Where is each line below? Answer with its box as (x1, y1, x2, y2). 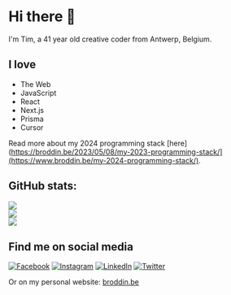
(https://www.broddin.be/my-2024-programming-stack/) (8, 155, 199, 165)
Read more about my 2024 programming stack (8, 138, 165, 148)
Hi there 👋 (8, 7, 76, 26)
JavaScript (20, 88, 57, 98)
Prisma (20, 114, 45, 124)
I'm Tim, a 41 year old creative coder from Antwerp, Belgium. (8, 34, 212, 44)
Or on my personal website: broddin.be (8, 277, 140, 287)
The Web (20, 79, 51, 89)
